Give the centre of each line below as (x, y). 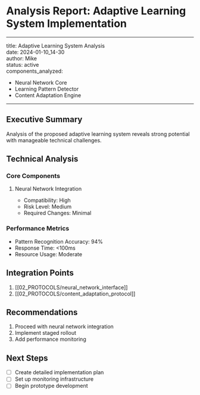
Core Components (33, 176)
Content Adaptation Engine (48, 95)
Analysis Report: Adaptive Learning (96, 11)
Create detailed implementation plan (59, 372)
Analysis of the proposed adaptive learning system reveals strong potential (98, 134)
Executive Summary (44, 119)
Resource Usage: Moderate (48, 254)
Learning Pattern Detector (47, 89)
